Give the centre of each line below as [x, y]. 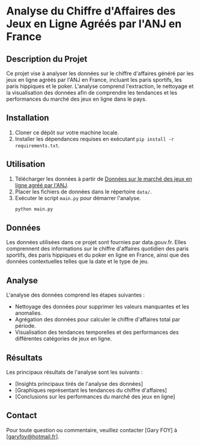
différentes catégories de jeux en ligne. [63, 339]
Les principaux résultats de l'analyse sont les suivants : [74, 372]
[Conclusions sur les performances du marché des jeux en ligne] [95, 397]
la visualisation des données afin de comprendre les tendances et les [92, 93]
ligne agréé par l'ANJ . [42, 185]
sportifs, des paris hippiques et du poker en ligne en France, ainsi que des [98, 255]
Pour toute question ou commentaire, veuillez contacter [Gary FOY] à [92, 430]
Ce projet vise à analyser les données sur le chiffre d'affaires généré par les [100, 73]
